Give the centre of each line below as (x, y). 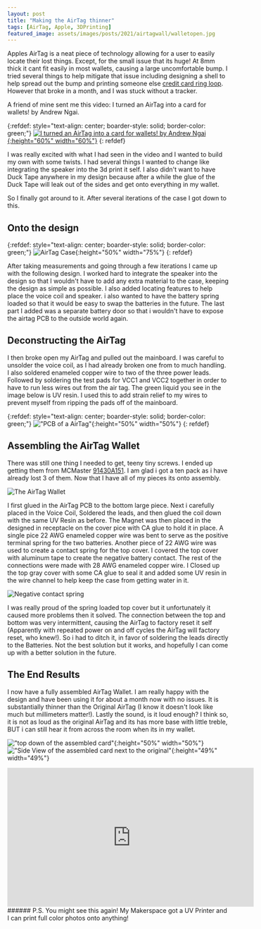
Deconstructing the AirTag (67, 340)
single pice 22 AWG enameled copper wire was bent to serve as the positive (118, 535)
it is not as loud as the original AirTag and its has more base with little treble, (117, 722)
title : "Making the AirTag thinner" (61, 20)
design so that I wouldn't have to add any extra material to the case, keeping (118, 281)
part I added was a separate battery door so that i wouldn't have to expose (115, 311)
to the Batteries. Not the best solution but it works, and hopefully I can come (118, 645)
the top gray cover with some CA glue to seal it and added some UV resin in (117, 573)
